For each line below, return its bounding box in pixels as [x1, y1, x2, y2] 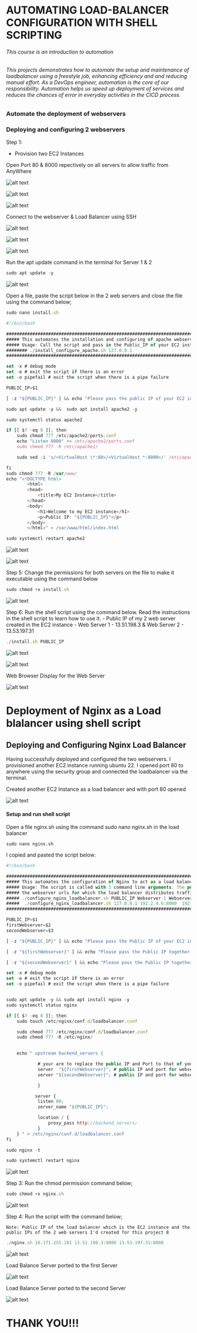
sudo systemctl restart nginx [6, 1158, 80, 1164]
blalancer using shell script [6, 717, 141, 730]
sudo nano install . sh [6, 310, 59, 316]
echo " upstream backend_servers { [16, 1050, 104, 1056]
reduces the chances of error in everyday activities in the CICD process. [6, 92, 181, 99]
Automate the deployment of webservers [6, 110, 126, 117]
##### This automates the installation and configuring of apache [6, 336, 172, 343]
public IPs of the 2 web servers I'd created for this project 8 [6, 1230, 169, 1235]
